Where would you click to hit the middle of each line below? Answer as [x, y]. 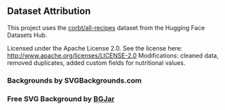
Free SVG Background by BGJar [61, 98]
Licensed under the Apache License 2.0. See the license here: [95, 48]
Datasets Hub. [27, 35]
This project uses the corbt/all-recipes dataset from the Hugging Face [106, 27]
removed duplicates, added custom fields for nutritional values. [96, 63]
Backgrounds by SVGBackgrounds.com [74, 80]
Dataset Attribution [49, 11]
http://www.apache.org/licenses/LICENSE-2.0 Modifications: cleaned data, [113, 55]
